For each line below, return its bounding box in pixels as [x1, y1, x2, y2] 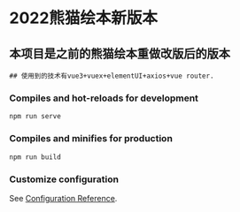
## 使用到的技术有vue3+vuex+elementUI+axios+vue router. [9, 72, 214, 80]
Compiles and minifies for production [9, 132, 173, 145]
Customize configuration [9, 173, 120, 185]
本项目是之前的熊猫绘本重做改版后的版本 [9, 46, 230, 61]
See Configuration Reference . [9, 193, 118, 203]
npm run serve [9, 112, 62, 121]
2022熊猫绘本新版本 [9, 8, 158, 28]
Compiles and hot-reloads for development [9, 92, 199, 104]
